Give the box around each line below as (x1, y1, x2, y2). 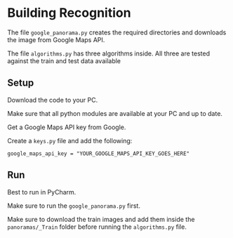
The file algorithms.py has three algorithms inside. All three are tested (7, 49, 211, 58)
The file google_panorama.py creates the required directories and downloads (7, 28, 227, 37)
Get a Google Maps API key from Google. (7, 123, 126, 131)
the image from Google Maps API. (7, 35, 105, 44)
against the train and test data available (7, 56, 121, 65)
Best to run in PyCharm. (7, 187, 76, 196)
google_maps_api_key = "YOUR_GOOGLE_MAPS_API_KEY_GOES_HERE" (7, 150, 190, 157)
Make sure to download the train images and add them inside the (7, 215, 195, 223)
